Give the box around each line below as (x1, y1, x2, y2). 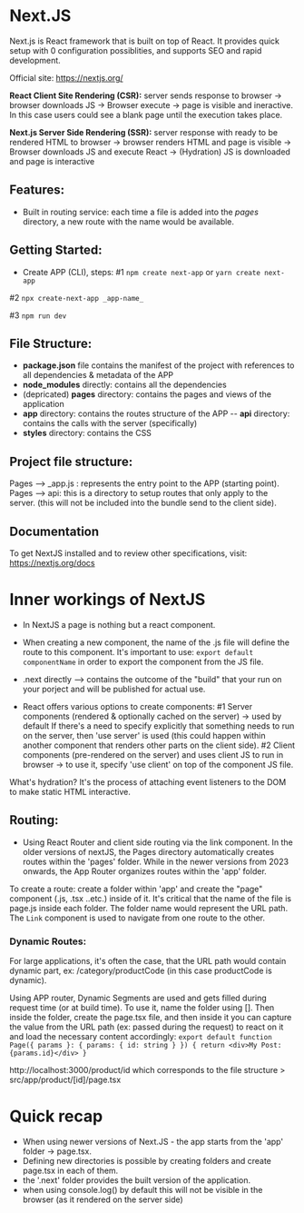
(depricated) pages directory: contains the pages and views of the (22, 389, 272, 400)
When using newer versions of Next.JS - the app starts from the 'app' (22, 1136, 284, 1147)
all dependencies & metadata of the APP (22, 370, 174, 381)
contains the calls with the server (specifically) (22, 418, 198, 429)
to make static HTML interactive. (9, 786, 132, 797)
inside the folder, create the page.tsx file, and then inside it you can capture (9, 1012, 292, 1023)
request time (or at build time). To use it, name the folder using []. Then (9, 1002, 275, 1013)
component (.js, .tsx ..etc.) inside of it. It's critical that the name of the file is (9, 892, 292, 904)
